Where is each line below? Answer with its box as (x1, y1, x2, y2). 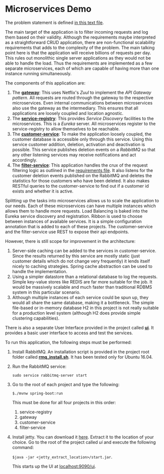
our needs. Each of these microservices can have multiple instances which (5, 203, 156, 209)
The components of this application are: (5, 80, 86, 86)
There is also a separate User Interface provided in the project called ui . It (5, 324, 154, 330)
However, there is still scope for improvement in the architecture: (5, 238, 136, 244)
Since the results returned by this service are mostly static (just (12, 253, 141, 259)
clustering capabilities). (12, 315, 60, 321)
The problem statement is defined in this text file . (5, 20, 104, 25)
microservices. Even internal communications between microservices (12, 100, 153, 106)
